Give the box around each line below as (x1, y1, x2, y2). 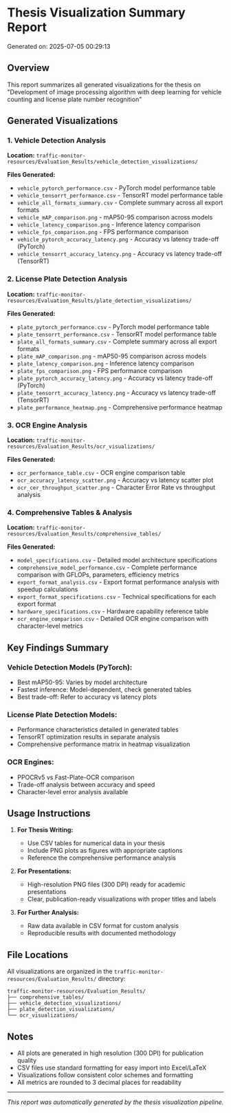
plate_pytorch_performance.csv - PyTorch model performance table (16, 322, 210, 331)
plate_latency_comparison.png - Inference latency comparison (16, 359, 195, 368)
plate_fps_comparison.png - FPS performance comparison (16, 366, 183, 374)
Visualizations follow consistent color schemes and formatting (16, 1071, 194, 1079)
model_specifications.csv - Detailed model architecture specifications (16, 556, 218, 564)
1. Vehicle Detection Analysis (7, 136, 107, 145)
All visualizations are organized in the (7, 967, 113, 975)
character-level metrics (16, 622, 84, 630)
